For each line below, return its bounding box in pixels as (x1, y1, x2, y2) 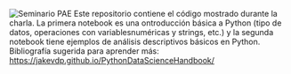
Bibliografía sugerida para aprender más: (9, 46, 160, 56)
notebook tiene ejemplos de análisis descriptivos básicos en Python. (9, 36, 261, 47)
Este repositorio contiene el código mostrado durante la (73, 9, 278, 18)
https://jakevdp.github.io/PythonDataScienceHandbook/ (9, 55, 215, 65)
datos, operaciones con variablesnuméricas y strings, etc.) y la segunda (9, 27, 274, 37)
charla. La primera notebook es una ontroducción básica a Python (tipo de (9, 18, 282, 28)
